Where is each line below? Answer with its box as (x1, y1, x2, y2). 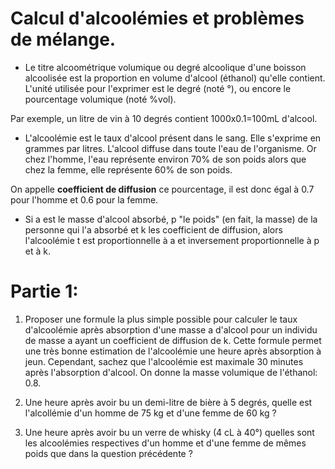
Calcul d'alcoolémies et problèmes (10, 7, 305, 30)
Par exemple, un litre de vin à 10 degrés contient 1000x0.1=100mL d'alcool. (10, 112, 318, 124)
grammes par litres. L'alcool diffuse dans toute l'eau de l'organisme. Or (24, 142, 317, 154)
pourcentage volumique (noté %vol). (24, 93, 177, 105)
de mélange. (10, 28, 117, 51)
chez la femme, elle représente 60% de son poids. (24, 163, 233, 176)
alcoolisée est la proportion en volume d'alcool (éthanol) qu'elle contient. (24, 72, 326, 84)
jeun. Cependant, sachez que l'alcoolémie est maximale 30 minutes (24, 355, 304, 367)
